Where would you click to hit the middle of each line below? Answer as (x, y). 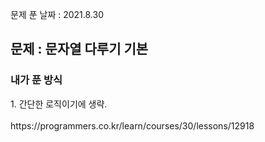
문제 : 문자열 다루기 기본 (79, 49)
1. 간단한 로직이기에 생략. (59, 104)
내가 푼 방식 (36, 80)
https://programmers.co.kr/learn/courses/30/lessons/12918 (132, 125)
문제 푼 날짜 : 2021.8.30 (57, 14)
